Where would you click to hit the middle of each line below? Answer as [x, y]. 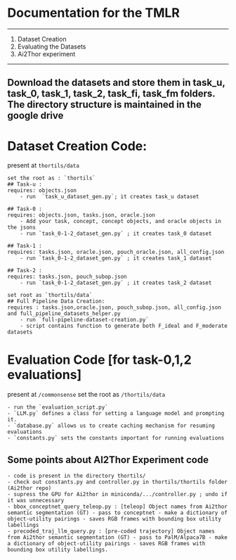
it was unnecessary [36, 501]
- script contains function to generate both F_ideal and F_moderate [124, 326]
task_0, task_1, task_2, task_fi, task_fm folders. [111, 94]
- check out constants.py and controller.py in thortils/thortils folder [118, 482]
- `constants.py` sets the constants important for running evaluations [116, 438]
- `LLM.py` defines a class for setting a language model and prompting [116, 414]
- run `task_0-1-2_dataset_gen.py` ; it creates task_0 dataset [116, 234]
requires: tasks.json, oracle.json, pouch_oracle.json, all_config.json [116, 252]
